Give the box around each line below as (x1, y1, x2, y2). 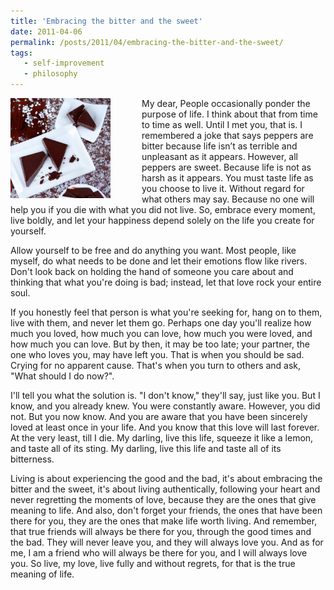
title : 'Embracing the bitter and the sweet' (10, 16, 203, 26)
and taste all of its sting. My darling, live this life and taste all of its (10, 443, 282, 454)
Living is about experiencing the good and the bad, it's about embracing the (10, 473, 323, 484)
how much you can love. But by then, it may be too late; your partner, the (10, 338, 310, 350)
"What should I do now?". (10, 370, 115, 382)
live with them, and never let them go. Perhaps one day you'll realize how (10, 317, 312, 329)
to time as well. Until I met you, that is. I (141, 119, 303, 130)
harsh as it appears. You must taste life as (141, 172, 314, 184)
